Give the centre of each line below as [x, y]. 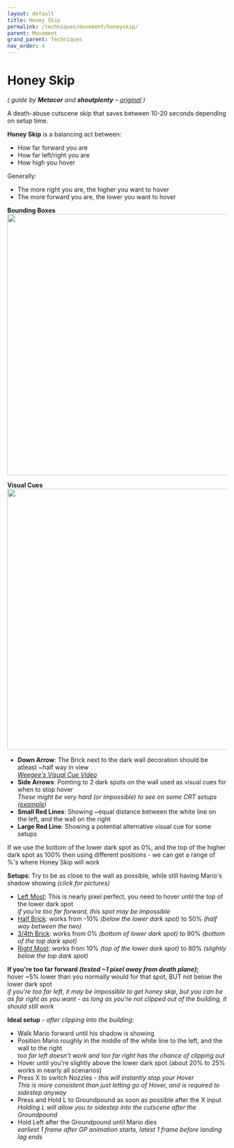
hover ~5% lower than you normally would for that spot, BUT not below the [115, 977]
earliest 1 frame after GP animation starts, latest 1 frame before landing [119, 1129]
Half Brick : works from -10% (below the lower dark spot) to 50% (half [117, 918]
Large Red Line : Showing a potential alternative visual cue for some [114, 826]
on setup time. [28, 121]
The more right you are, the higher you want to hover [93, 189]
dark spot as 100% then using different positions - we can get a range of [111, 855]
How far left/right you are [54, 155]
